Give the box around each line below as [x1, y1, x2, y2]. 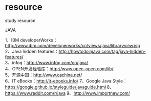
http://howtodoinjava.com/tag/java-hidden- [58, 48, 146, 54]
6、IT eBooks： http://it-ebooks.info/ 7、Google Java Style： [5, 78, 128, 84]
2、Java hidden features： [5, 48, 59, 54]
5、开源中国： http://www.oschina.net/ [5, 72, 82, 78]
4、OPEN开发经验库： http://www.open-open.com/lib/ [5, 65, 114, 72]
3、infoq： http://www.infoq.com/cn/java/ [5, 60, 88, 65]
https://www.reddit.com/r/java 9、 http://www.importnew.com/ [5, 90, 130, 96]
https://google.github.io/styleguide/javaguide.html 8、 [5, 84, 114, 90]
